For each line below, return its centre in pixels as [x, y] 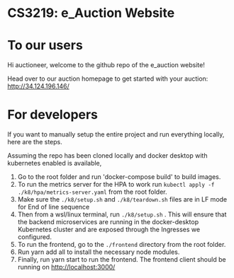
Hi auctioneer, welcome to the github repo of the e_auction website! [106, 65]
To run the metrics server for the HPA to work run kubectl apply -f [116, 185]
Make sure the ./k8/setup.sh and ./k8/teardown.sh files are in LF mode [122, 199]
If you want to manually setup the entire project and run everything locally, [116, 134]
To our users [45, 46]
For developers [52, 115]
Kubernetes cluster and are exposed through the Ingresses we [109, 230]
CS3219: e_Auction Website [91, 13]
